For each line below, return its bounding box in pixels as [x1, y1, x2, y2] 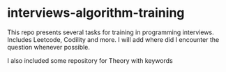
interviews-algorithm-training [7, 5, 185, 21]
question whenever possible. [7, 43, 91, 51]
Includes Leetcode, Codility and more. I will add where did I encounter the [7, 35, 220, 43]
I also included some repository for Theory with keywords [7, 56, 173, 64]
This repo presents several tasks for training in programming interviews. [7, 28, 214, 36]
